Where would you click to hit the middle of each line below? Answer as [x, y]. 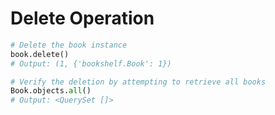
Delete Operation [82, 18]
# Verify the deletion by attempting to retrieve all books [138, 82]
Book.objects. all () [51, 91]
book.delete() [40, 54]
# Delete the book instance [69, 45]
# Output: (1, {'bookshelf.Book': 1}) [91, 63]
